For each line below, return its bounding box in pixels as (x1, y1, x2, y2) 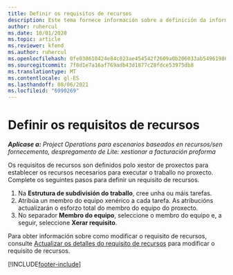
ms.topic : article (8, 36, 61, 43)
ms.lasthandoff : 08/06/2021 (8, 81, 89, 88)
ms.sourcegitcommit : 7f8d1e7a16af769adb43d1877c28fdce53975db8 (8, 62, 194, 69)
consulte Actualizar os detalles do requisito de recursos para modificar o (8, 240, 215, 248)
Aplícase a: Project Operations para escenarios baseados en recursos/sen (8, 140, 223, 149)
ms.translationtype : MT (8, 68, 77, 75)
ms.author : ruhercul (8, 49, 68, 56)
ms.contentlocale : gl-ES (8, 74, 80, 82)
